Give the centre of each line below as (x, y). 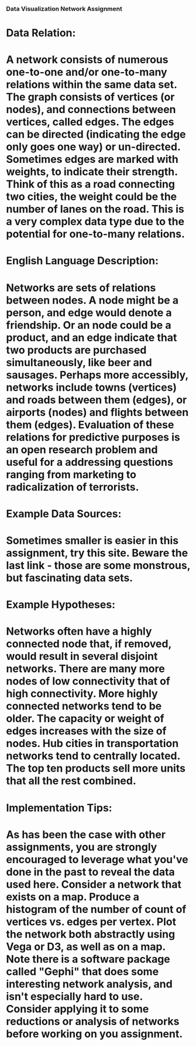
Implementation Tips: (59, 808)
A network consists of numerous (87, 60)
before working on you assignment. (94, 1034)
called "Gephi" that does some (82, 971)
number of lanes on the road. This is (95, 209)
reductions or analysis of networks (93, 1021)
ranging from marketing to (71, 474)
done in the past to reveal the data (91, 872)
